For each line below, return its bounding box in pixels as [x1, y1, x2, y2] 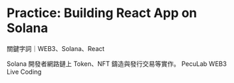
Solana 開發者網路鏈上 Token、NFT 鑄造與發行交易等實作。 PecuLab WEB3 [6, 59, 228, 68]
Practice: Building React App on [6, 5, 198, 21]
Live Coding [6, 67, 42, 76]
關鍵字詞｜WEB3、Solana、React [6, 44, 105, 52]
